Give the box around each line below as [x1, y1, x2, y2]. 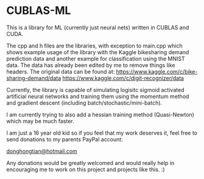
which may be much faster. [6, 117, 74, 125]
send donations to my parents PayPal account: [6, 135, 123, 143]
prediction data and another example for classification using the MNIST [6, 55, 185, 62]
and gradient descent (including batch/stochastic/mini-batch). [6, 99, 163, 107]
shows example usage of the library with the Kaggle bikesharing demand [6, 48, 189, 55]
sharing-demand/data [6, 74, 62, 82]
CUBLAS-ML [6, 4, 71, 18]
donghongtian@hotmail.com [6, 147, 77, 155]
